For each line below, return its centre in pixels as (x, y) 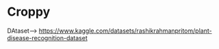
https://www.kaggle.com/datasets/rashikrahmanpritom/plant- (125, 31)
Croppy (29, 12)
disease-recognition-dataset (47, 37)
